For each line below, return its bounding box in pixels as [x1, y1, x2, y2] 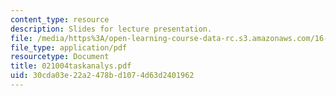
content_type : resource [10, 14, 110, 25]
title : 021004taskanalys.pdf [10, 61, 132, 71]
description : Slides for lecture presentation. [10, 24, 213, 34]
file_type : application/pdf [10, 42, 128, 53]
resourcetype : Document [10, 52, 110, 62]
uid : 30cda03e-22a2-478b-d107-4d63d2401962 [10, 71, 195, 81]
